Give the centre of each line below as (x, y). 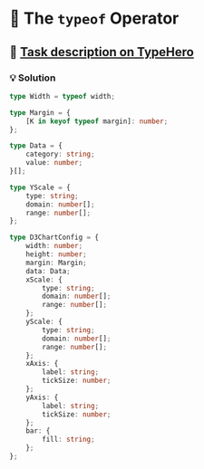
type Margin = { (40, 112)
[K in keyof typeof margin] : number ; (97, 121)
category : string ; (60, 154)
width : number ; (54, 246)
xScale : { (44, 280)
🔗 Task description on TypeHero (102, 52)
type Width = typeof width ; (63, 96)
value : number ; (54, 163)
